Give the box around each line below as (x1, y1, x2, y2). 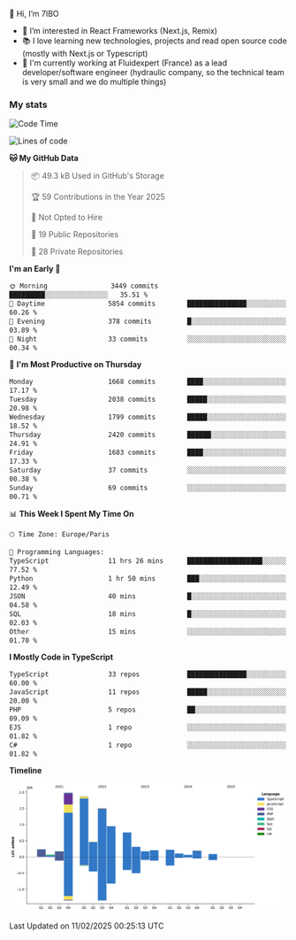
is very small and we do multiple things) (21, 76, 167, 87)
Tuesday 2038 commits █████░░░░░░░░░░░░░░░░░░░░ (9, 395, 287, 405)
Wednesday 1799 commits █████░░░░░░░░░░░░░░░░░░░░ (9, 412, 287, 422)
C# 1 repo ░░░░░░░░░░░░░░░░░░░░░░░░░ (9, 741, 287, 750)
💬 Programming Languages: (9, 548, 104, 557)
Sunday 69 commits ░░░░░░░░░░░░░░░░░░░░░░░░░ (9, 483, 287, 493)
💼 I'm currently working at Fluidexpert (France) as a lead (21, 58, 228, 68)
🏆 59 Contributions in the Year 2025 (30, 191, 165, 203)
